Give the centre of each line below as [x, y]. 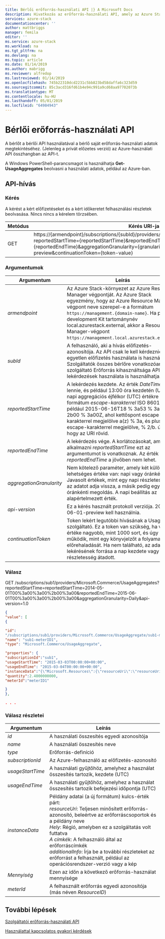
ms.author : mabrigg [25, 69]
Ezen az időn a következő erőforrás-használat [103, 872]
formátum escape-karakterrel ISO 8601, [114, 402]
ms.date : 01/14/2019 [26, 64]
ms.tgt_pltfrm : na [24, 51]
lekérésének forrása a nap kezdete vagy [113, 551]
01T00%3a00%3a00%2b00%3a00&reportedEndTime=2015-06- [71, 593]
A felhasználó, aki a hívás [96, 345]
